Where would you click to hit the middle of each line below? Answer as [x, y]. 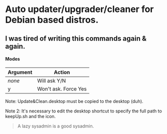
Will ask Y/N [52, 80]
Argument [20, 72]
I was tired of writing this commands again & [76, 38]
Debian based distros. [52, 20]
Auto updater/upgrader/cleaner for [79, 9]
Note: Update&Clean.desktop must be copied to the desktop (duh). [74, 101]
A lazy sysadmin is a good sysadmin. [56, 126]
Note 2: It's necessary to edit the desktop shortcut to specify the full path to [83, 111]
